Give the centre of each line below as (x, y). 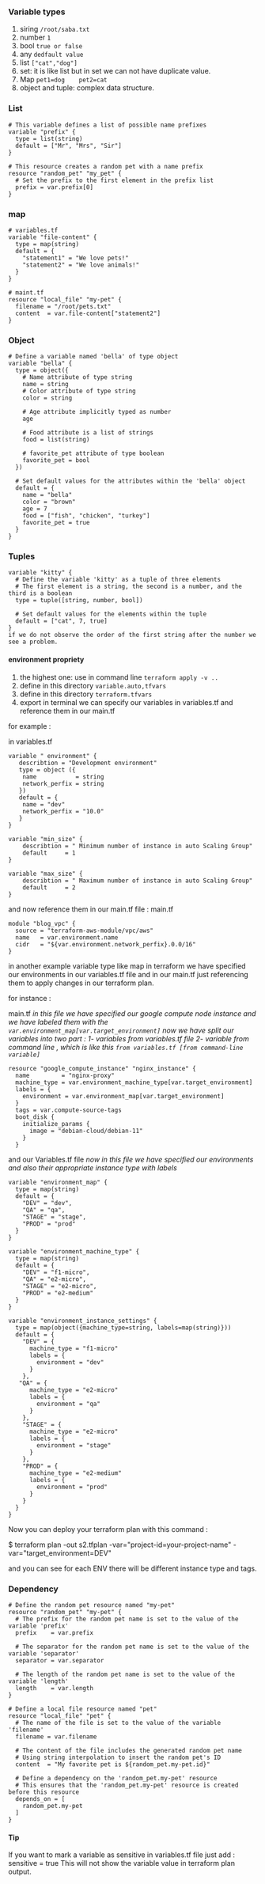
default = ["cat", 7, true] (62, 621)
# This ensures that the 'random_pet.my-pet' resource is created (127, 1785)
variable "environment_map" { (58, 1182)
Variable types (37, 12)
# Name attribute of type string (78, 377)
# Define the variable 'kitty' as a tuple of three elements (118, 580)
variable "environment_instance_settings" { (83, 1321)
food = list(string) (56, 440)
